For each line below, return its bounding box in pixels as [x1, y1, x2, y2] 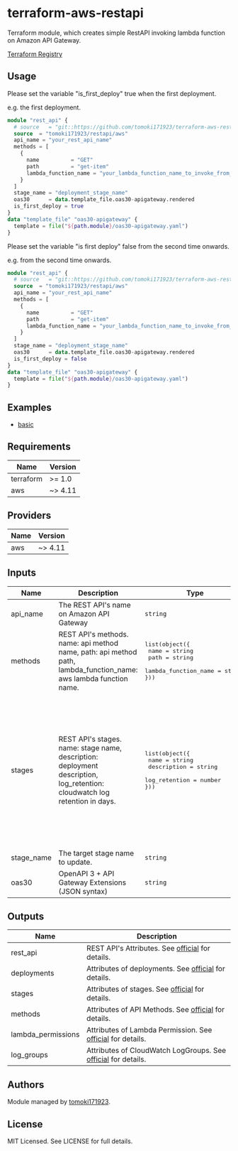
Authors [7, 1079, 45, 1091]
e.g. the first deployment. [7, 103, 81, 112]
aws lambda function [58, 674, 129, 683]
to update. [58, 857, 93, 867]
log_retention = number [144, 777, 222, 784]
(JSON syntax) [58, 886, 108, 896]
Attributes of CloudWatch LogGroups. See [86, 1046, 227, 1056]
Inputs [7, 567, 37, 579]
